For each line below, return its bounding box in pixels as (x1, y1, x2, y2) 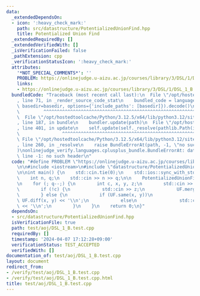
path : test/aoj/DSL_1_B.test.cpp (11, 225, 95, 231)
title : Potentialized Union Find (17, 31, 100, 37)
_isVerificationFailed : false (11, 48, 86, 54)
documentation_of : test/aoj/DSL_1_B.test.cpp (6, 253, 121, 259)
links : (17, 81, 33, 87)
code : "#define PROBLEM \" (11, 159, 79, 165)
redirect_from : (6, 264, 44, 270)
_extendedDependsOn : (11, 14, 62, 20)
